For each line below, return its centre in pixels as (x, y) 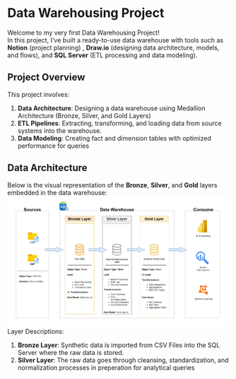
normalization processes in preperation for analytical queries (106, 367)
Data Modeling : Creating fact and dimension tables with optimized (114, 138)
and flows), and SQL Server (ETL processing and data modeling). (102, 55)
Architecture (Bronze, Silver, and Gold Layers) (84, 115)
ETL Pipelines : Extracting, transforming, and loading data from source (119, 123)
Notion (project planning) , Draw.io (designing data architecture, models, (113, 47)
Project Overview (46, 77)
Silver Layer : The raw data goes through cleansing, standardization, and (123, 360)
